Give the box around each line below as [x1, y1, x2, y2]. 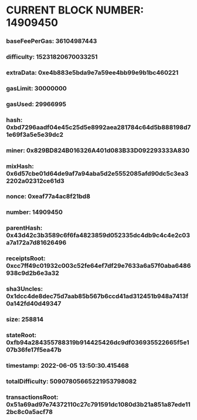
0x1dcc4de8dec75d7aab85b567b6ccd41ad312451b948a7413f [6, 292, 189, 300]
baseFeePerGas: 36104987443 [6, 37, 97, 45]
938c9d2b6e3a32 [6, 269, 60, 277]
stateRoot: [6, 331, 37, 340]
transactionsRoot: [6, 393, 59, 401]
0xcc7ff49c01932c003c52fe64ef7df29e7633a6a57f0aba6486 [6, 262, 191, 270]
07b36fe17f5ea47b [6, 346, 62, 354]
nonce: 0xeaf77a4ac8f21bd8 [6, 192, 91, 200]
